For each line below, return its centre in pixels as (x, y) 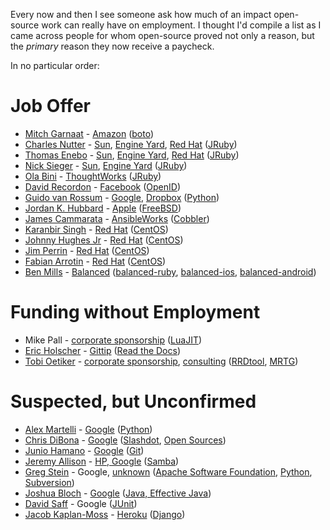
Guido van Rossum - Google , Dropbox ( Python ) (122, 197)
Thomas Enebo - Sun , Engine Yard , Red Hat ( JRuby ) (132, 155)
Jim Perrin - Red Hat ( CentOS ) (87, 250)
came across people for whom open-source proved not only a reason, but (162, 35)
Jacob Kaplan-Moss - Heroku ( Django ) (105, 514)
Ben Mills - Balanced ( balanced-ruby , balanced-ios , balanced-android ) (170, 271)
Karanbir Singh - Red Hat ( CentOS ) (96, 229)
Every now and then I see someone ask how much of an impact (141, 14)
